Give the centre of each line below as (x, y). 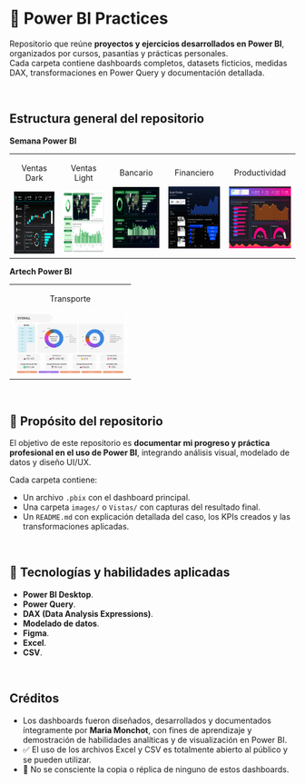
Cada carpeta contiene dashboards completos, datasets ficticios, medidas (148, 63)
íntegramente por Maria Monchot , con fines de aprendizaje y (137, 729)
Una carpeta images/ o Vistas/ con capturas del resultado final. (141, 507)
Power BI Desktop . (58, 594)
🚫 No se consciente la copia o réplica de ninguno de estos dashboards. (156, 769)
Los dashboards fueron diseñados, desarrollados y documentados (147, 720)
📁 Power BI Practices (89, 19)
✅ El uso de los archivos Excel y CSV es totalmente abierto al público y (155, 749)
